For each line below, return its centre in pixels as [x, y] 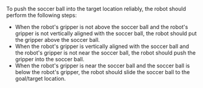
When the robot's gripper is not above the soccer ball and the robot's [101, 27]
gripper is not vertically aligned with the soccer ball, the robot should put [106, 33]
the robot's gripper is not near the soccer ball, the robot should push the [105, 53]
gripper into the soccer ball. [50, 59]
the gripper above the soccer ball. [57, 40]
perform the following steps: [42, 15]
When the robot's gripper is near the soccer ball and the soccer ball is [102, 66]
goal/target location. [40, 79]
